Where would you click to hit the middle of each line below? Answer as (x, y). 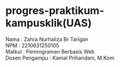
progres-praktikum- (55, 11)
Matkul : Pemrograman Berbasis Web (50, 51)
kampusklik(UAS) (49, 23)
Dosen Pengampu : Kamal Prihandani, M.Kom (60, 58)
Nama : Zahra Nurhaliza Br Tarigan (47, 39)
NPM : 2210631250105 (32, 45)
